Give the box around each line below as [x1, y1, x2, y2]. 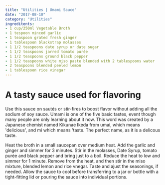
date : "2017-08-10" [5, 12, 46, 17]
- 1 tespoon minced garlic [5, 30, 61, 35]
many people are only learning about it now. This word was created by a [5, 116, 154, 122]
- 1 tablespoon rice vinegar [5, 68, 66, 73]
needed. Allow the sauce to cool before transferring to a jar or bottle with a [5, 168, 159, 174]
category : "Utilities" [5, 16, 52, 21]
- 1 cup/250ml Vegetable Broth [5, 26, 70, 31]
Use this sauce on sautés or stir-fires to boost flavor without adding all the [5, 105, 158, 111]
